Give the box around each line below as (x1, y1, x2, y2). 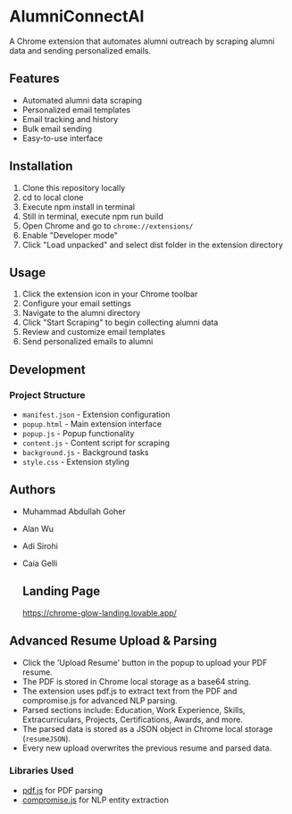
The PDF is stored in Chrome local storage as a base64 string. (21, 676, 252, 686)
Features (9, 71, 60, 87)
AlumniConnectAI (9, 6, 145, 27)
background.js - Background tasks (21, 447, 149, 458)
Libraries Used (9, 765, 74, 777)
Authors (9, 482, 56, 497)
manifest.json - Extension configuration (21, 409, 171, 420)
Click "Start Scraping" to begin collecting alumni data (21, 317, 219, 328)
